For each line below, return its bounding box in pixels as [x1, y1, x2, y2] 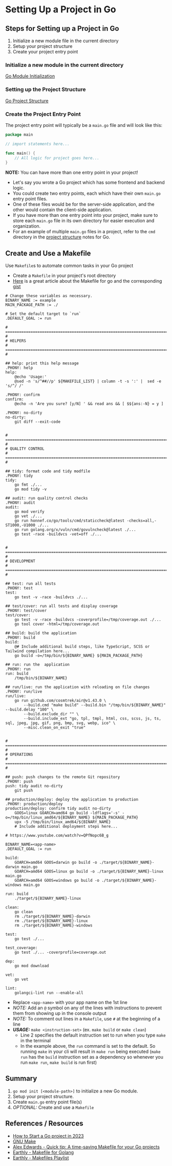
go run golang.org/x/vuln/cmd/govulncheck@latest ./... [14, 527, 137, 532]
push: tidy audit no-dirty [5, 784, 63, 789]
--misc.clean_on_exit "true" [24, 725, 86, 730]
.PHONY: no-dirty [5, 410, 42, 416]
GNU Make [12, 1138, 36, 1144]
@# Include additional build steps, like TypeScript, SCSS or [14, 644, 150, 650]
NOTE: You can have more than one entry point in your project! [5, 170, 138, 176]
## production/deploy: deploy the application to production [5, 797, 139, 802]
